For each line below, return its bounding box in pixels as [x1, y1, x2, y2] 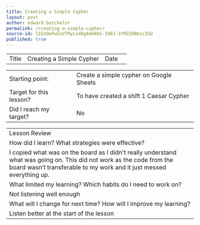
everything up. [9, 171, 50, 179]
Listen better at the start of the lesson [9, 210, 114, 217]
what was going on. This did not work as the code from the [9, 156, 174, 164]
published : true [6, 36, 46, 42]
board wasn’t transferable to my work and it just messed [9, 163, 167, 171]
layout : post [6, 14, 39, 20]
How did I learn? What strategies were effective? [9, 139, 145, 146]
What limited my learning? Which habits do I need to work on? [9, 180, 182, 188]
